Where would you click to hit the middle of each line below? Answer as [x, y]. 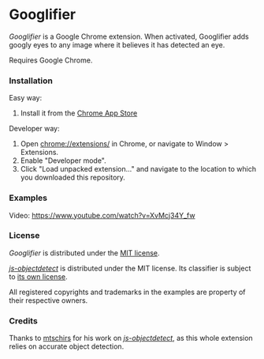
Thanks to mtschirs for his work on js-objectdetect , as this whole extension [131, 338]
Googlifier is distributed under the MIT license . [84, 253]
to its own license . [38, 276]
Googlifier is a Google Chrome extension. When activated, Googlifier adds [129, 36]
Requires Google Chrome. [51, 60]
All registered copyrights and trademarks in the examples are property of [128, 292]
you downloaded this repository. [73, 178]
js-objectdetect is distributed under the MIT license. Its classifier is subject [130, 268]
